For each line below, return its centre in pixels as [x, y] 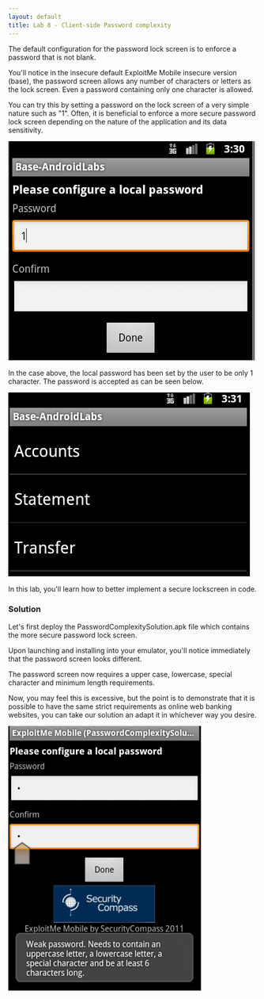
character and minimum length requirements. [82, 683]
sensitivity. [26, 130]
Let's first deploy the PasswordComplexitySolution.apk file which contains [129, 626]
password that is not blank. [52, 57]
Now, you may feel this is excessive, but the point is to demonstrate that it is [132, 698]
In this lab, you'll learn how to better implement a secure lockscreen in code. [132, 589]
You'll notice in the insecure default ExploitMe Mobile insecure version [123, 72]
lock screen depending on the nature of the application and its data [118, 121]
